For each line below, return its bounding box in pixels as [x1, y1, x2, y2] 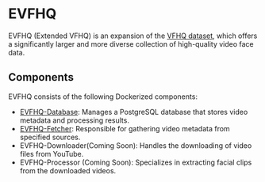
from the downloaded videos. [19, 165, 117, 175]
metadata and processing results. [19, 116, 129, 125]
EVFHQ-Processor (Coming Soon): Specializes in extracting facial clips [19, 157, 252, 167]
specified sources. [19, 132, 81, 142]
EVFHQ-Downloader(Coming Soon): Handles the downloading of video [19, 140, 252, 150]
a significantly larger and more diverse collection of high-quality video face [8, 39, 254, 48]
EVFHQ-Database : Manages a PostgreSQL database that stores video [19, 107, 248, 116]
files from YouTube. [19, 149, 84, 158]
